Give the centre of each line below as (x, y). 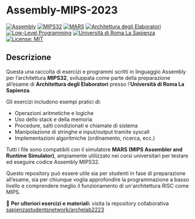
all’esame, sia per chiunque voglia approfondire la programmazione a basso (97, 179)
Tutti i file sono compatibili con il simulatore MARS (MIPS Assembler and (95, 149)
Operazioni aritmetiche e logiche (54, 113)
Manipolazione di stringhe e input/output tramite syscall (82, 132)
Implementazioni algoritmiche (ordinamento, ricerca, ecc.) (85, 138)
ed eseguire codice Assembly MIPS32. (53, 161)
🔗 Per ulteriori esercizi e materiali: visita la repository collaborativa (88, 203)
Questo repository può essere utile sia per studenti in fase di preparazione (96, 173)
